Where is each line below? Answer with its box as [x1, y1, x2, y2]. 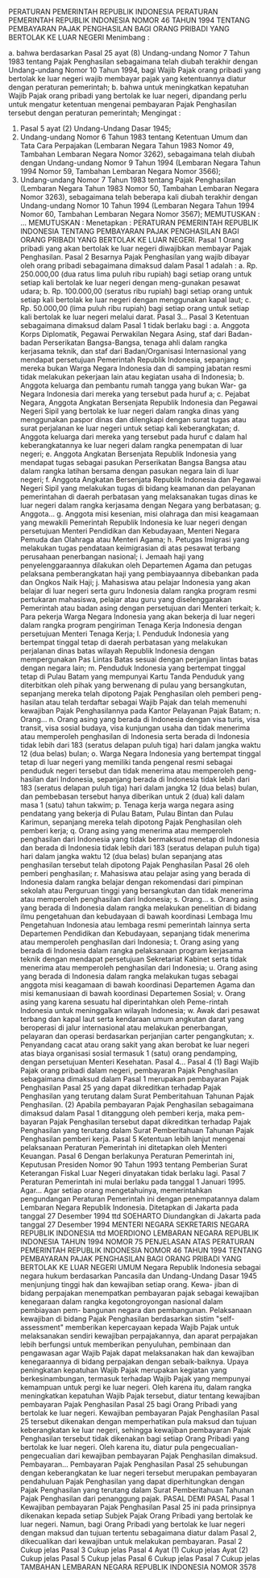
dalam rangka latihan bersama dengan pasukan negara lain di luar [19, 467, 239, 475]
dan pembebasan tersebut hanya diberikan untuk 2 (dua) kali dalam [19, 791, 245, 801]
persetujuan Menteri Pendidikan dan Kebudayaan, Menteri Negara [19, 526, 240, 535]
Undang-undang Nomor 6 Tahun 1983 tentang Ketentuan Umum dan [19, 132, 248, 142]
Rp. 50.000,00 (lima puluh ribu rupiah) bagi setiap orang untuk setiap [19, 304, 250, 313]
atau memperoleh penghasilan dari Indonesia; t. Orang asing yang [19, 937, 239, 946]
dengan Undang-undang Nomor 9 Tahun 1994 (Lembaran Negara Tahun [19, 158, 261, 168]
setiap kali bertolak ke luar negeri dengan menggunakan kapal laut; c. [19, 295, 251, 305]
